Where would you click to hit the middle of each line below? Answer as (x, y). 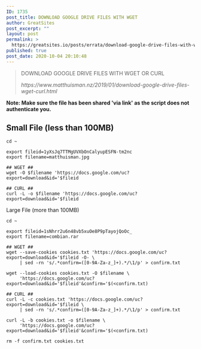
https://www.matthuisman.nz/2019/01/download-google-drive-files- (105, 85)
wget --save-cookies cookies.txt (48, 252)
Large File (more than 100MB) (43, 210)
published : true (26, 51)
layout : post (22, 34)
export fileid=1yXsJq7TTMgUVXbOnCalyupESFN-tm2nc (69, 152)
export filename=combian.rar (42, 237)
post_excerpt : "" (28, 28)
